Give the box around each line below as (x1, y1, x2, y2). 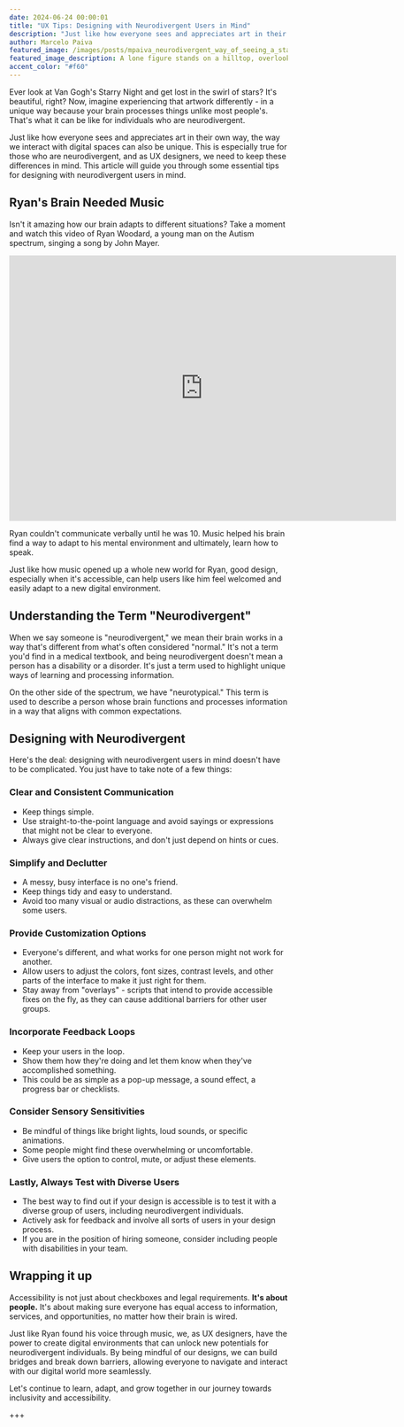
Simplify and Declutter (9, 856, 108, 868)
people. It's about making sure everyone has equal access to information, (9, 1301, 278, 1312)
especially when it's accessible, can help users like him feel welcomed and (9, 573, 282, 584)
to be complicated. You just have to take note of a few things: (9, 764, 232, 775)
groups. (21, 1004, 51, 1014)
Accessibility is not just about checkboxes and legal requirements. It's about (9, 1292, 288, 1302)
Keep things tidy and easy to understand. (21, 886, 172, 897)
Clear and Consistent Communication (9, 786, 174, 798)
